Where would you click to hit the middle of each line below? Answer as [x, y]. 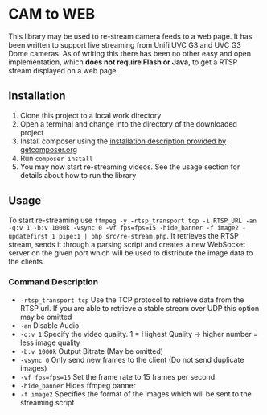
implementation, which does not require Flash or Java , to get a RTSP [123, 62]
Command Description [53, 282]
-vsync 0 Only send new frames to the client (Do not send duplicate [132, 359]
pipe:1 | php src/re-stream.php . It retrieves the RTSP [149, 235]
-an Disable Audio [49, 325]
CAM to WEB [51, 14]
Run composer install [56, 158]
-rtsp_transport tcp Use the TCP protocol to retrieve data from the [132, 300]
